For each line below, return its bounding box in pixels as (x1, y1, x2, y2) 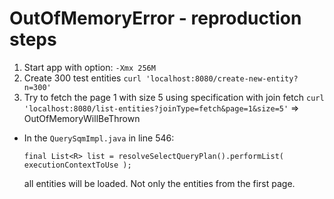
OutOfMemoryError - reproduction (9, 7, 302, 30)
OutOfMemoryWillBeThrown (23, 112, 141, 124)
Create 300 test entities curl (23, 72, 142, 84)
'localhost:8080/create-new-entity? (145, 73, 299, 84)
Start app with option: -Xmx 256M (23, 61, 156, 73)
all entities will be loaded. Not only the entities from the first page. (23, 177, 296, 189)
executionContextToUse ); (23, 160, 132, 170)
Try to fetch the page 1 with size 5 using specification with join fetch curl (23, 91, 325, 103)
